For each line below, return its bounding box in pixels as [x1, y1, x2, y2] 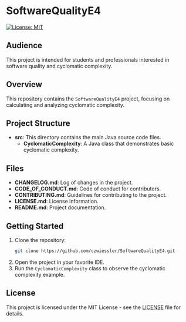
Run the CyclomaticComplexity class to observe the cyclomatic [14, 264, 165, 271]
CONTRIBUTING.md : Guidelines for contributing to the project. [14, 192, 167, 199]
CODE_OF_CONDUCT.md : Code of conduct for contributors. [14, 185, 161, 192]
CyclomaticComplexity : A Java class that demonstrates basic [23, 140, 174, 147]
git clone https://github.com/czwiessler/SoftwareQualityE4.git [14, 248, 175, 254]
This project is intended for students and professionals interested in [6, 56, 170, 63]
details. [6, 310, 24, 317]
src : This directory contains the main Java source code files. [14, 134, 161, 141]
